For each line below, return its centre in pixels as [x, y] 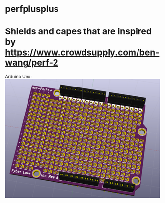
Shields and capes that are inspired [79, 32]
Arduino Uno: [18, 77]
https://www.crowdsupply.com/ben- [82, 52]
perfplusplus [32, 9]
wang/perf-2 [32, 63]
